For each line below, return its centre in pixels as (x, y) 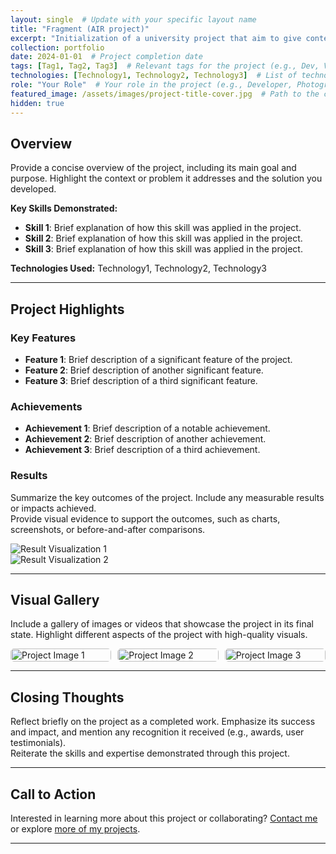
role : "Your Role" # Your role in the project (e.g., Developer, (151, 85)
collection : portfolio (57, 47)
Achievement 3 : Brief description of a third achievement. (142, 450)
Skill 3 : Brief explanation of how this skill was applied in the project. (163, 249)
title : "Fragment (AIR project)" (80, 29)
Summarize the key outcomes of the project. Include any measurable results (167, 497)
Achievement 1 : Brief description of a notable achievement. (147, 428)
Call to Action (53, 794)
